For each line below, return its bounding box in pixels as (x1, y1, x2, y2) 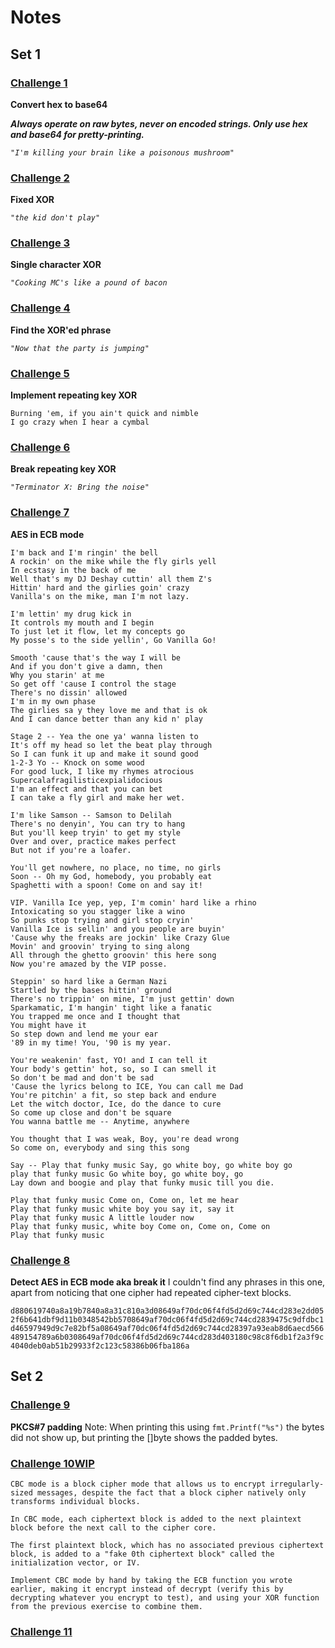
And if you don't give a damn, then (10, 661, 163, 671)
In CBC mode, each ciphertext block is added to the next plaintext (10, 1514, 302, 1524)
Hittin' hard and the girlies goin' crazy (10, 582, 190, 593)
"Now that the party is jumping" (10, 343, 150, 353)
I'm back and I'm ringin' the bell (10, 547, 159, 558)
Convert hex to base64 (10, 98, 108, 110)
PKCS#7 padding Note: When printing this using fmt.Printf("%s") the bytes (10, 1421, 325, 1433)
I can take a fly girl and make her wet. (10, 792, 186, 803)
